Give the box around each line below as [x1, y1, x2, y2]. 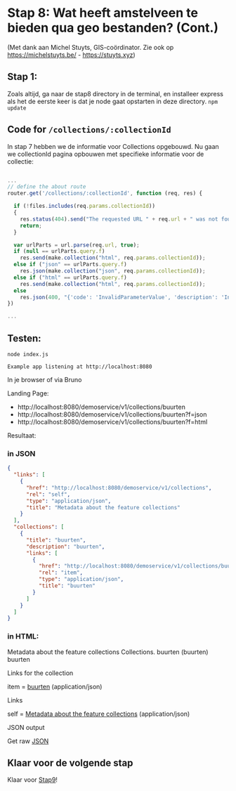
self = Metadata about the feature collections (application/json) [7, 710, 190, 718]
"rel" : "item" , [38, 569, 83, 577]
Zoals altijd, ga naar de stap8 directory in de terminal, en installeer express [7, 89, 223, 98]
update [7, 104, 27, 112]
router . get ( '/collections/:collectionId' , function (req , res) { [7, 190, 202, 197]
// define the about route [7, 183, 86, 190]
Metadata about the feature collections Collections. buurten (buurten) [7, 648, 209, 656]
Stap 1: [7, 71, 38, 83]
